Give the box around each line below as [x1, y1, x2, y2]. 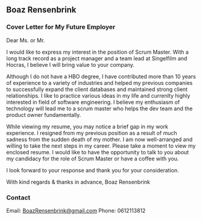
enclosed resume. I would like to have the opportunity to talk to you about [6, 148, 189, 156]
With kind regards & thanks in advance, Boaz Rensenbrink [6, 178, 151, 186]
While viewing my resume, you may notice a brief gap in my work [6, 123, 169, 130]
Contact [6, 193, 31, 201]
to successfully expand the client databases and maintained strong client [6, 86, 188, 93]
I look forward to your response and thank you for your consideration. [6, 166, 179, 174]
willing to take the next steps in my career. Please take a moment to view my [6, 142, 196, 149]
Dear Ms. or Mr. [6, 36, 45, 44]
